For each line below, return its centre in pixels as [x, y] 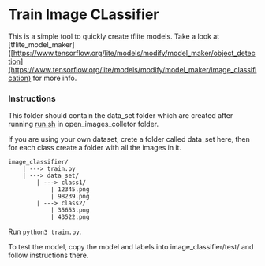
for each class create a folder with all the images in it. [95, 148]
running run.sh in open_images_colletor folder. [84, 124]
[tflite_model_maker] [41, 44]
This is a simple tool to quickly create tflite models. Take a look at [114, 36]
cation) [20, 78]
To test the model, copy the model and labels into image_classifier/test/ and [131, 247]
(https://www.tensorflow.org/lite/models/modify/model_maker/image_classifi [132, 69]
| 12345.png [70, 190]
